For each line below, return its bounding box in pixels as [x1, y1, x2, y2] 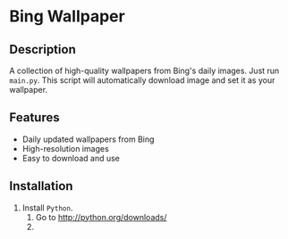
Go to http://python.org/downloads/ [35, 211, 167, 222]
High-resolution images [21, 143, 109, 153]
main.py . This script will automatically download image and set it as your [9, 75, 275, 86]
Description [9, 42, 76, 57]
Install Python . [21, 202, 73, 213]
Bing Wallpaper [9, 6, 125, 27]
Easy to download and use [21, 152, 121, 163]
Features [9, 110, 60, 126]
